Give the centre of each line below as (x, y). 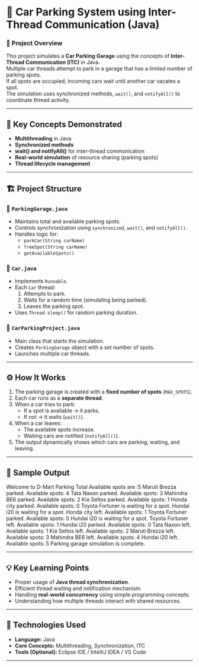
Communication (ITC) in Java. (63, 62)
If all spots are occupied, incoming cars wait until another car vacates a (93, 81)
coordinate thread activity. (38, 100)
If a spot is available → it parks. (62, 411)
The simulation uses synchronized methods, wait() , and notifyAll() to (93, 94)
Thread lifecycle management (52, 164)
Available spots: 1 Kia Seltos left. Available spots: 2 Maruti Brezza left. (91, 531)
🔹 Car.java (21, 268)
